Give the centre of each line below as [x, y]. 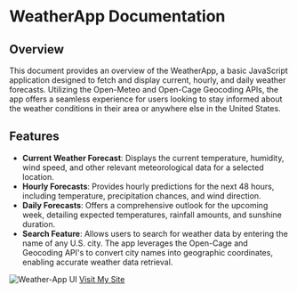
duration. [39, 224]
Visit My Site [102, 279]
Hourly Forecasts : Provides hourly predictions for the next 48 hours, [148, 186]
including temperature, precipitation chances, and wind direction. [141, 195]
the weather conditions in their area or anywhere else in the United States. [145, 108]
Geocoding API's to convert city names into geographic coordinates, [148, 252]
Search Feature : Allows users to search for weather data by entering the [155, 233]
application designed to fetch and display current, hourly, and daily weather [148, 80]
